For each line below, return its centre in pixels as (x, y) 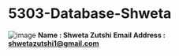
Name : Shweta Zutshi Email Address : (102, 35)
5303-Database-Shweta (90, 14)
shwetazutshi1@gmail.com (54, 43)
